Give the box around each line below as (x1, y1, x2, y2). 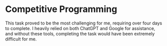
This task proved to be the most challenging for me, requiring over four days (5, 20, 162, 26)
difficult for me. (5, 36, 37, 42)
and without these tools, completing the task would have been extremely (5, 30, 155, 36)
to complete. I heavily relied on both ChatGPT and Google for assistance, (5, 25, 155, 31)
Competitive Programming (5, 3, 117, 15)
